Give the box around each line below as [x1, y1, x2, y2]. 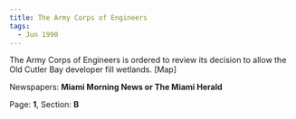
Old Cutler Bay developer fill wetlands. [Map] [9, 64, 177, 75]
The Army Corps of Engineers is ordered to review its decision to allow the [9, 55, 287, 66]
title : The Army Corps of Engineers [9, 13, 148, 23]
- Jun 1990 [17, 30, 59, 39]
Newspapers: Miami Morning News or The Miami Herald [9, 82, 224, 93]
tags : [9, 22, 30, 31]
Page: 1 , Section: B [9, 99, 80, 110]
